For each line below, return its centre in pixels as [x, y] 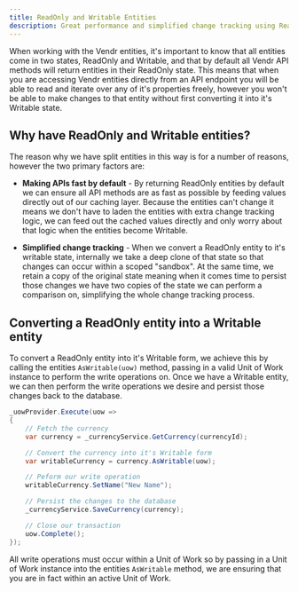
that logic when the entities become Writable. [105, 231]
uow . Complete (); [55, 533]
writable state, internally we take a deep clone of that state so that [143, 257]
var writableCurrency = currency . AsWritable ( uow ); [121, 461]
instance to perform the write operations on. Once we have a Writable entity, [149, 377]
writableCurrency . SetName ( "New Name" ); [99, 485]
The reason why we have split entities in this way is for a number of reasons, [149, 157]
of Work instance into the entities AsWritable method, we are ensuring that [145, 568]
